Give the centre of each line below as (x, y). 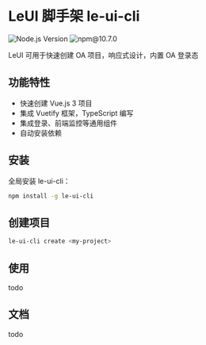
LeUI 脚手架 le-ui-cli (74, 16)
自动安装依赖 (40, 132)
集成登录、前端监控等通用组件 (68, 123)
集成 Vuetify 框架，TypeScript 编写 (76, 113)
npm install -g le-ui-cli (51, 196)
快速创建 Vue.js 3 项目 (56, 103)
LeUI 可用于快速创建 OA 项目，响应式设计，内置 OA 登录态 (103, 55)
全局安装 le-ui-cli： (39, 181)
